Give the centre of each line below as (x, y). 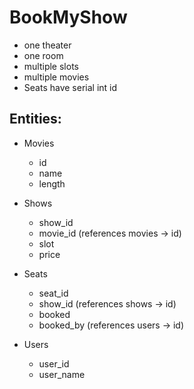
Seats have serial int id (70, 87)
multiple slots (51, 66)
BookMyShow (68, 17)
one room (43, 55)
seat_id (53, 293)
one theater (47, 45)
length (52, 183)
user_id (54, 363)
